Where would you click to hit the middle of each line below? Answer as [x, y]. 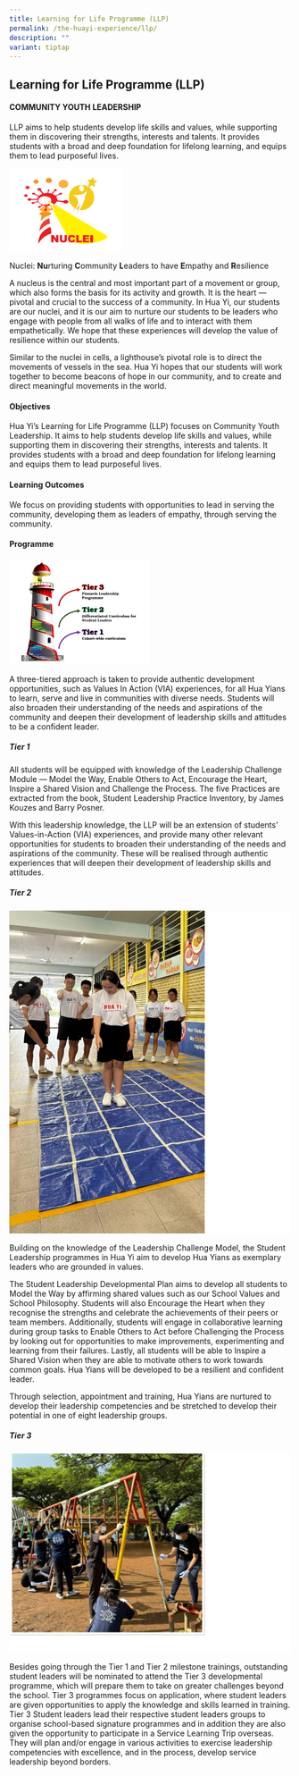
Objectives [30, 406]
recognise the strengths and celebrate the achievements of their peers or [144, 1312]
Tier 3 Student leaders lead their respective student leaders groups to [137, 1714]
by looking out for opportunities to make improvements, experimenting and [147, 1341]
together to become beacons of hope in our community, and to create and [145, 376]
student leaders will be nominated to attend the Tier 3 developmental [136, 1677]
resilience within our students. [65, 341]
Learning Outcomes [47, 485]
